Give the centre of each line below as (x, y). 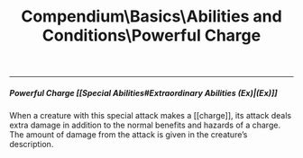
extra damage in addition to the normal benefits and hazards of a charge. (145, 125)
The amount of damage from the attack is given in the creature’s (129, 135)
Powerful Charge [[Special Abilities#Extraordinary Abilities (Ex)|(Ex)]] (143, 92)
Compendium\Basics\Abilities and (151, 17)
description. (32, 145)
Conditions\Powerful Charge (151, 35)
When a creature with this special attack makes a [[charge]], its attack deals (150, 116)
